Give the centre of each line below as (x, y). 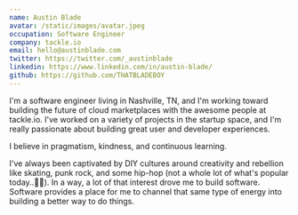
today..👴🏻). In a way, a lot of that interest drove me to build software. (135, 182)
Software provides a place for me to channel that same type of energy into (146, 191)
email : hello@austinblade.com (65, 51)
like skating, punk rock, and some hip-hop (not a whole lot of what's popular (149, 172)
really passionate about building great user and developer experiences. (140, 129)
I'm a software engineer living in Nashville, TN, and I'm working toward (139, 100)
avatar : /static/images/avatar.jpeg (77, 26)
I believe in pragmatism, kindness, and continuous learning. (118, 146)
